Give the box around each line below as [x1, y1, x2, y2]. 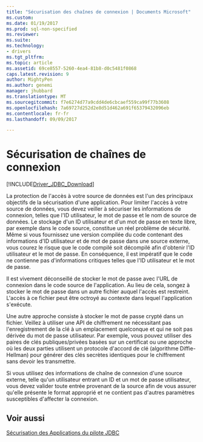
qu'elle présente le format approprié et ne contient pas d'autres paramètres [6, 389, 195, 396]
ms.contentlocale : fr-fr [6, 110, 69, 117]
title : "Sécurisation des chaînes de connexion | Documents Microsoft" [6, 8, 191, 15]
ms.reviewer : [6, 32, 39, 38]
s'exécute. [6, 301, 32, 308]
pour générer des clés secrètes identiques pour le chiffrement [30, 352, 185, 359]
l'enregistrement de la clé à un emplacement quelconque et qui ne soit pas [6, 325, 193, 333]
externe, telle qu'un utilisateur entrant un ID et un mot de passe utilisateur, [6, 376, 191, 383]
